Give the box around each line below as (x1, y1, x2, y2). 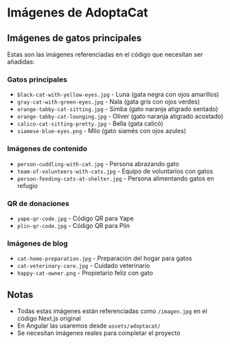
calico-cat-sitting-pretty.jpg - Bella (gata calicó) (16, 119, 163, 128)
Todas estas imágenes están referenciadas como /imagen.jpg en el (16, 307, 207, 315)
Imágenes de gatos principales (7, 32, 142, 44)
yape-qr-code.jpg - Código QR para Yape (16, 214, 134, 222)
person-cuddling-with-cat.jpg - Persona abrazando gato (16, 159, 180, 168)
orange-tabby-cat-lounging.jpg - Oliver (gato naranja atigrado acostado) (16, 112, 224, 121)
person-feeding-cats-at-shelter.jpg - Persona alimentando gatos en (16, 174, 214, 183)
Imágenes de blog (7, 238, 69, 248)
